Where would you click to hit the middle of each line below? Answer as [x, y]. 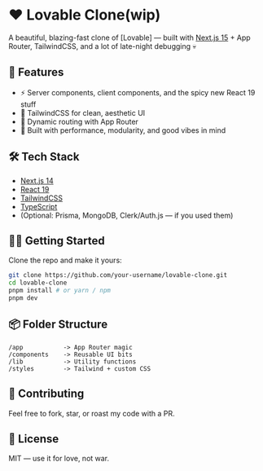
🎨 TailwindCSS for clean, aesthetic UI [83, 112]
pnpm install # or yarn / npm [60, 291]
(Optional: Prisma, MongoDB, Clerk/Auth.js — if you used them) [127, 215]
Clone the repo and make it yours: [65, 260]
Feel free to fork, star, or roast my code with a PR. [92, 413]
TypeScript [39, 206]
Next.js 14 [37, 180]
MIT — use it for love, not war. [59, 459]
